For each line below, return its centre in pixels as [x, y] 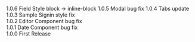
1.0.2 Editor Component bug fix [44, 21]
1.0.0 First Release [29, 34]
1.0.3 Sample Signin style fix [41, 15]
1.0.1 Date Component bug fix [42, 27]
